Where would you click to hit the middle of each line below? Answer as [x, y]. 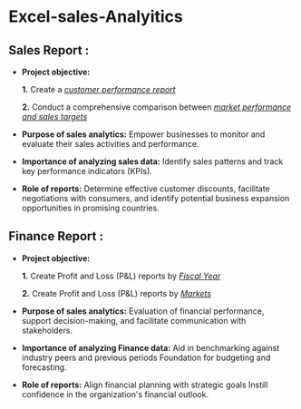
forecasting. [44, 367]
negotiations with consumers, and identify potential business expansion [155, 198]
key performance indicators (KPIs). [87, 171]
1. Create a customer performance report [98, 89]
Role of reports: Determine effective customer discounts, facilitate [146, 189]
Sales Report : [49, 50]
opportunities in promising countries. [90, 208]
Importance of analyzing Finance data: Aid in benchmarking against [150, 347]
